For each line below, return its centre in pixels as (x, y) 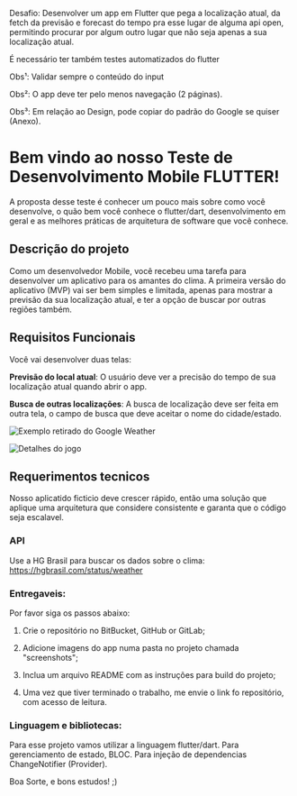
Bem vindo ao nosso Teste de (121, 158)
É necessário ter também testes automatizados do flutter (115, 59)
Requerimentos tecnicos (80, 476)
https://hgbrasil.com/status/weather (76, 570)
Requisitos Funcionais (73, 338)
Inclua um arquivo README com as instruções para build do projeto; (149, 674)
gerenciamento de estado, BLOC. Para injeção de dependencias (128, 755)
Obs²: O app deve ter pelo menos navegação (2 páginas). (116, 94)
